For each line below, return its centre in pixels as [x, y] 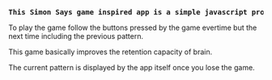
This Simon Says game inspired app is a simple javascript [128, 12]
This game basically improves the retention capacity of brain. [110, 52]
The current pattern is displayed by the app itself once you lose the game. [132, 67]
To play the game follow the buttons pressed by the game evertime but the [133, 27]
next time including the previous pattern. [76, 36]
